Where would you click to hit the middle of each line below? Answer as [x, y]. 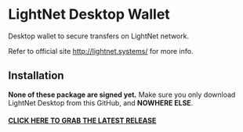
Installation [36, 76]
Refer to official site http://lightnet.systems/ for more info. [101, 51]
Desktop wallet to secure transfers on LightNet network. [99, 36]
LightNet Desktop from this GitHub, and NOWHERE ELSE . [101, 102]
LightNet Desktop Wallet [89, 14]
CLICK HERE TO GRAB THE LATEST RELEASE [82, 121]
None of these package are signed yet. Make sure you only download [122, 95]
